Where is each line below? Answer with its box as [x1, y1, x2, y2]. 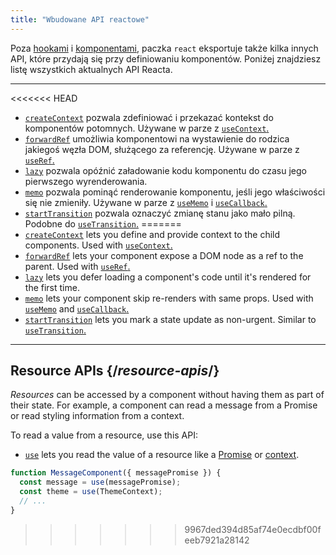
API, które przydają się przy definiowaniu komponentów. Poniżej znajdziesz [10, 52, 322, 65]
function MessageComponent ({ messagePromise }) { [10, 468, 222, 478]
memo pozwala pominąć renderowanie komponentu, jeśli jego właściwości [24, 186, 326, 198]
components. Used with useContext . [24, 239, 173, 251]
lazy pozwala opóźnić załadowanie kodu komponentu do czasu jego [24, 164, 307, 176]
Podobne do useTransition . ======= [24, 217, 182, 230]
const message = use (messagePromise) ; [19, 477, 182, 488]
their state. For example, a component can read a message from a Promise [10, 399, 318, 411]
